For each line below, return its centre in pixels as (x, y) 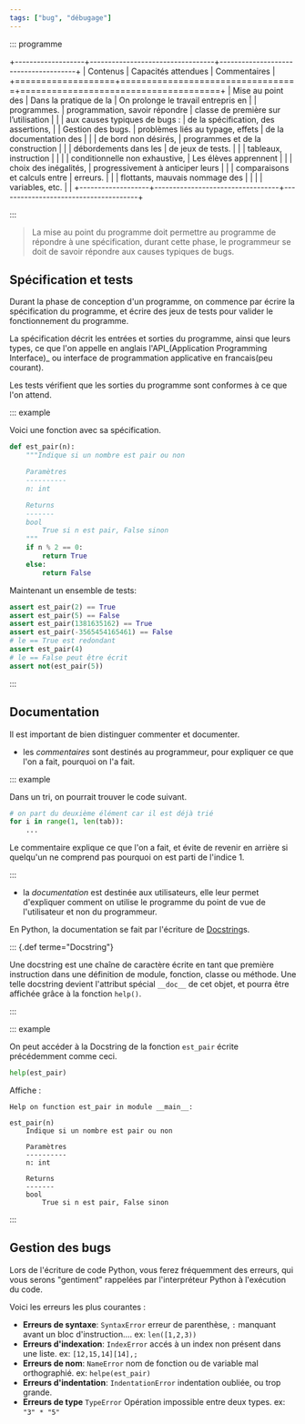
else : (36, 564)
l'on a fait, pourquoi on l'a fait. (79, 762)
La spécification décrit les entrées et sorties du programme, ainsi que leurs (150, 338)
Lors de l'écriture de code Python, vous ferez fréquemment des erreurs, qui (152, 1269)
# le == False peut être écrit (69, 657)
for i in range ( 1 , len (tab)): (67, 822)
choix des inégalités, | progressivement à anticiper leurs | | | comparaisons (149, 167)
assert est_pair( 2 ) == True (63, 607)
